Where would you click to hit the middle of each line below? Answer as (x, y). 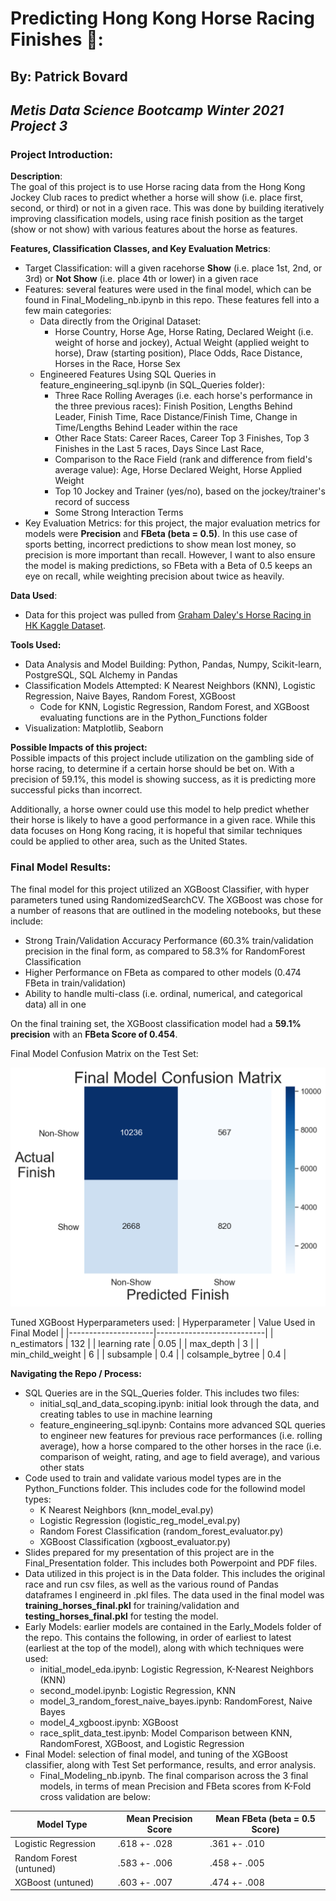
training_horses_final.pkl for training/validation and (132, 1605)
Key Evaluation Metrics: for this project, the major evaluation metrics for (172, 523)
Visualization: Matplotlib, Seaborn (94, 728)
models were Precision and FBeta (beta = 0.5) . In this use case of (161, 534)
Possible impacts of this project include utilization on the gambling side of (162, 758)
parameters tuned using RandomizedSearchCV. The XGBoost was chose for (166, 899)
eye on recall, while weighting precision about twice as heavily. (154, 576)
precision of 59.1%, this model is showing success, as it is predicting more (163, 779)
